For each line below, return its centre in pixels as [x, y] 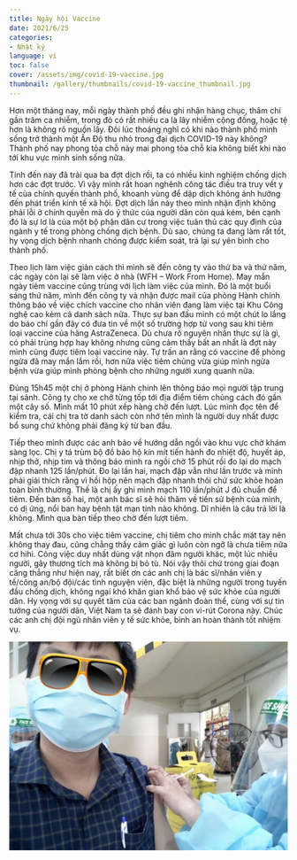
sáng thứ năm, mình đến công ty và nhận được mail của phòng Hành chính [145, 295]
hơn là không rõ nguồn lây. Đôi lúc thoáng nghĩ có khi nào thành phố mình [144, 129]
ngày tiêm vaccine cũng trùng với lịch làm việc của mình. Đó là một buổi [140, 286]
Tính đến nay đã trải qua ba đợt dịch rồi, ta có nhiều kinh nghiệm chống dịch [148, 174]
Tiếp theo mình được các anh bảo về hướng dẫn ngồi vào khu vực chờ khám [148, 442]
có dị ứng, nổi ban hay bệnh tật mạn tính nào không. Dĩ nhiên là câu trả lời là [148, 508]
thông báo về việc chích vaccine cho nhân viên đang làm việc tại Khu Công [146, 305]
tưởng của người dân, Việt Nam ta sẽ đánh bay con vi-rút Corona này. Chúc [146, 610]
